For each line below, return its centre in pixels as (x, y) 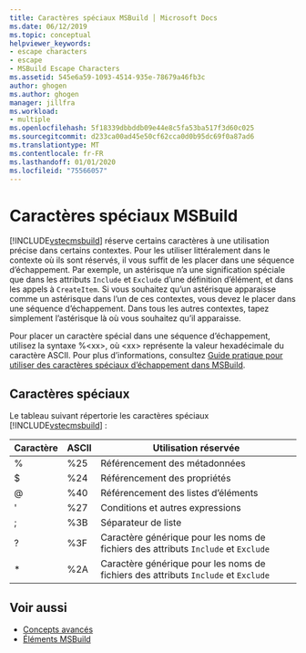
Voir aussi (38, 607)
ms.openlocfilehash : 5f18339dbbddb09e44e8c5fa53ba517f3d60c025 (132, 129)
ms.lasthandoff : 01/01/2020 (63, 162)
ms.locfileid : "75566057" (58, 171)
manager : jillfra (42, 103)
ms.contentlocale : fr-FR (56, 153)
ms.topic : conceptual (51, 35)
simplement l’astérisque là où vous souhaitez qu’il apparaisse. (125, 318)
